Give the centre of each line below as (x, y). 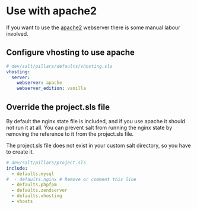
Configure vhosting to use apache (71, 53)
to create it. (20, 152)
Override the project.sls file (58, 107)
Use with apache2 (51, 11)
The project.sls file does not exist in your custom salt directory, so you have (99, 145)
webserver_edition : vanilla (51, 88)
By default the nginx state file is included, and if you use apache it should (96, 121)
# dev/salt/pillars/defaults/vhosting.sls (59, 66)
